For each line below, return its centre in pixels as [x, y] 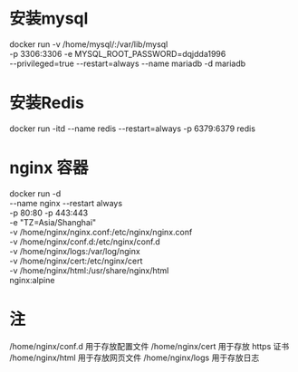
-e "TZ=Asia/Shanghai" [53, 222]
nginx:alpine [32, 280]
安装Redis [47, 103]
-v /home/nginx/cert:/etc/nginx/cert [76, 261]
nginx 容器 [49, 168]
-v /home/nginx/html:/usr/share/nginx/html [89, 270]
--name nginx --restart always [66, 203]
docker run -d [35, 193]
